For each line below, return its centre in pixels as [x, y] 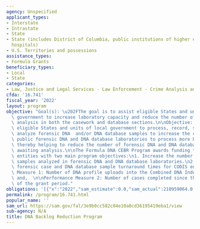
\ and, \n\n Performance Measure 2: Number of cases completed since [99, 178]
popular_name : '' [28, 200]
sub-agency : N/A [26, 211]
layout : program [26, 106]
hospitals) [25, 45]
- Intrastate [22, 28]
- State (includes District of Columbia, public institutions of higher [98, 39]
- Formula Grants [28, 61]
